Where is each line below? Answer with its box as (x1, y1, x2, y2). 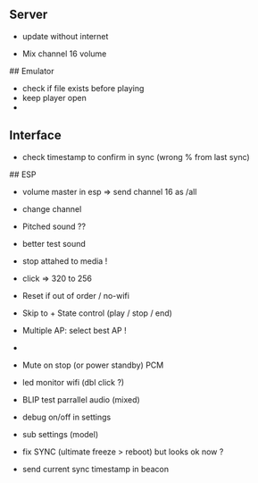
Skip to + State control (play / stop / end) (21, 308, 172, 318)
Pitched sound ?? (21, 221, 87, 232)
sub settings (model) (21, 428, 99, 439)
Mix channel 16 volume (21, 48, 107, 59)
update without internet (21, 30, 109, 41)
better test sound (21, 238, 87, 249)
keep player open (21, 92, 87, 103)
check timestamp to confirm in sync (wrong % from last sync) (21, 151, 250, 162)
